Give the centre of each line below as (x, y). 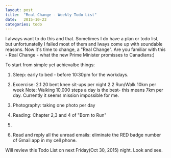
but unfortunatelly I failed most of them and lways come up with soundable (84, 44)
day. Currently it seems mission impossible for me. (66, 95)
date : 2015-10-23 (26, 19)
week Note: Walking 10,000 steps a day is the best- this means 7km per (88, 90)
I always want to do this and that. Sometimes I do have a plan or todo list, (82, 39)
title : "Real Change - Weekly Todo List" (51, 15)
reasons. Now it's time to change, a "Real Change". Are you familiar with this (86, 49)
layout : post (19, 10)
